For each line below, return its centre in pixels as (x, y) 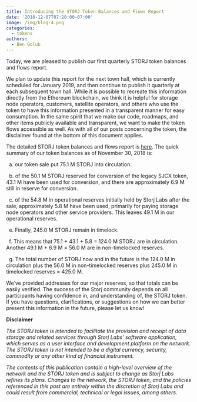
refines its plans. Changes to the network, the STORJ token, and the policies (99, 380)
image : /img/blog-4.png (35, 22)
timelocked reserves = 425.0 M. (45, 271)
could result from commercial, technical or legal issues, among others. (92, 392)
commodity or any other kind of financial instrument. (70, 356)
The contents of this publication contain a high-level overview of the (89, 367)
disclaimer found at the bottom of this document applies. (75, 135)
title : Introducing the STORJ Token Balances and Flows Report (85, 11)
